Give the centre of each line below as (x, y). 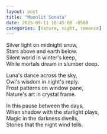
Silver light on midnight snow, (42, 45)
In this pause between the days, (45, 106)
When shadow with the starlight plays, (53, 112)
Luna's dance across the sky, (42, 75)
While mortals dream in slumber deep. (53, 64)
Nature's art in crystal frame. (41, 94)
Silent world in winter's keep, (41, 58)
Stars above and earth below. (42, 52)
